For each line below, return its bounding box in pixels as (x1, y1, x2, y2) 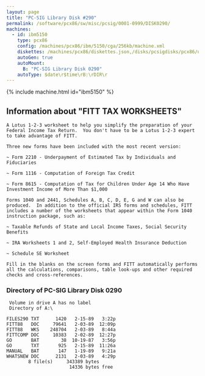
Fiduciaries (6, 160, 37, 166)
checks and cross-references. (6, 272, 84, 278)
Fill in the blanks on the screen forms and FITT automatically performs (6, 261, 198, 268)
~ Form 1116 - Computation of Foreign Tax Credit (6, 171, 135, 177)
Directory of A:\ (9, 305, 53, 312)
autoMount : (17, 60, 45, 66)
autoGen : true (17, 54, 53, 61)
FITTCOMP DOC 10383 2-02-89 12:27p (6, 332, 116, 338)
